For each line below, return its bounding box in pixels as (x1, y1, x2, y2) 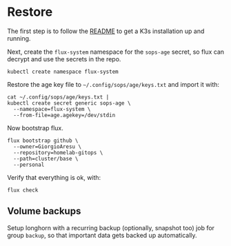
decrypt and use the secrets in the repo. (7, 54, 121, 63)
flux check (7, 187, 39, 194)
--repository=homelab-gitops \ (13, 149, 103, 156)
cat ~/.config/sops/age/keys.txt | (7, 94, 110, 101)
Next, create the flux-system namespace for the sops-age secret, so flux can (7, 48, 225, 56)
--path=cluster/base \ (13, 155, 79, 162)
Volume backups (7, 205, 81, 217)
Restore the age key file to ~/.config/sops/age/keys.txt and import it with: (7, 80, 219, 88)
